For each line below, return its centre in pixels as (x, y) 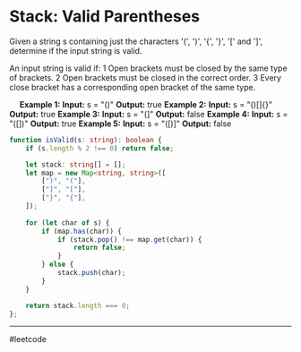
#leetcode (28, 339)
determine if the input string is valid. (76, 50)
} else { (58, 265)
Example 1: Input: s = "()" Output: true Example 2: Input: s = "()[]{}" (146, 104)
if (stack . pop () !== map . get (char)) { (129, 239)
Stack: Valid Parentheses (104, 17)
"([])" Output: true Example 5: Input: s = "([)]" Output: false (120, 124)
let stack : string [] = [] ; (76, 164)
